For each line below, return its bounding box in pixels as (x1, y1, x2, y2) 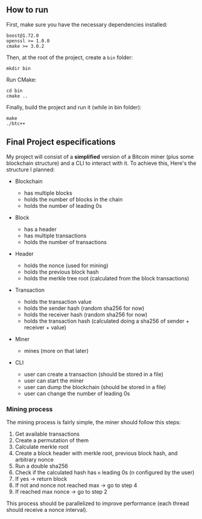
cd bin (6, 88, 23, 94)
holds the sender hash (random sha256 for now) (24, 305, 145, 312)
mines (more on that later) (24, 347, 89, 354)
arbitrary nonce (14, 456, 54, 463)
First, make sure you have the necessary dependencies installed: (6, 21, 168, 28)
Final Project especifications (6, 137, 116, 147)
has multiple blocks (24, 189, 72, 196)
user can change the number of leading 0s (24, 390, 130, 397)
